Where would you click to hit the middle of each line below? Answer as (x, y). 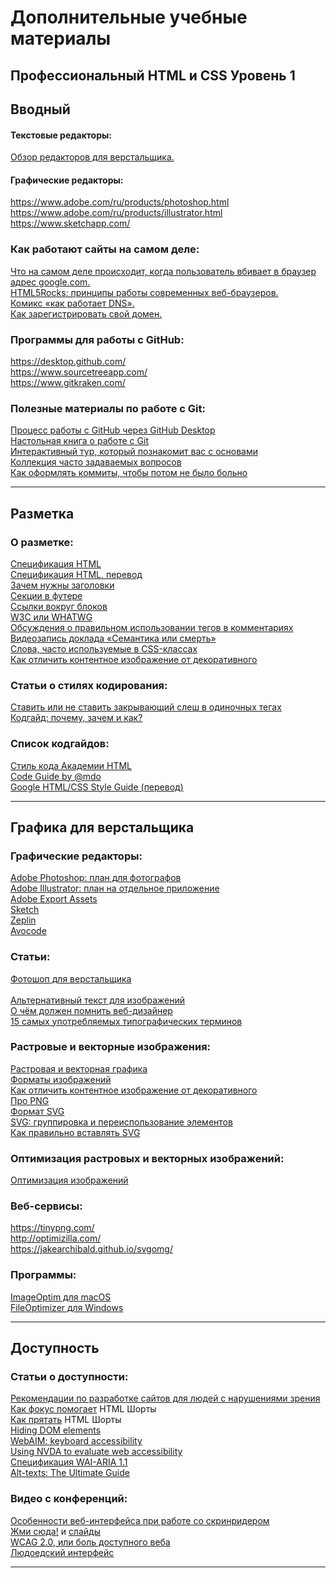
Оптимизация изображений (69, 1180)
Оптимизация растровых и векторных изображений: (147, 1158)
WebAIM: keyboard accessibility (76, 1441)
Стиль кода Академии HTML (71, 765)
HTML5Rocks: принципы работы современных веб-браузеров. (144, 292)
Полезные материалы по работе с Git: (108, 408)
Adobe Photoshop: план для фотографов (96, 878)
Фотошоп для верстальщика (71, 978)
